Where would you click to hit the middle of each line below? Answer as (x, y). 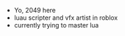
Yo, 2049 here (35, 10)
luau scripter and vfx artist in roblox (66, 18)
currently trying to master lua (56, 25)
